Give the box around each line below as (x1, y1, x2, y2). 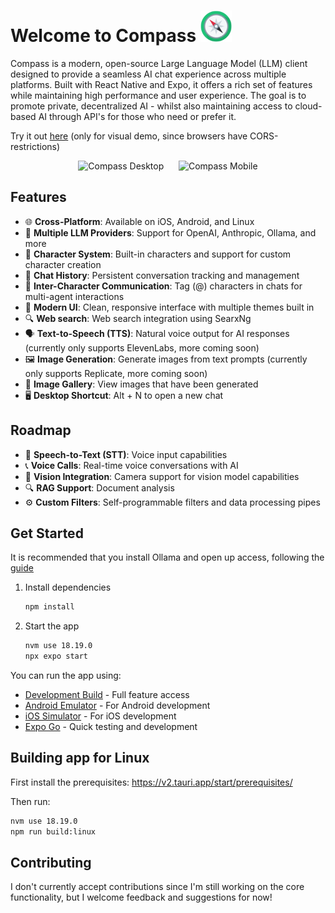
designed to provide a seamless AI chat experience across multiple (10, 68, 287, 80)
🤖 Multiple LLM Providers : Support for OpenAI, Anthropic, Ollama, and (24, 226, 317, 239)
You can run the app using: (10, 670, 122, 681)
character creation (24, 258, 102, 270)
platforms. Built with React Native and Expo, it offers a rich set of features (10, 78, 313, 90)
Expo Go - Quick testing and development (24, 721, 198, 732)
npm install (24, 602, 75, 612)
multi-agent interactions (24, 290, 125, 302)
